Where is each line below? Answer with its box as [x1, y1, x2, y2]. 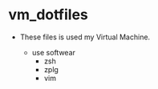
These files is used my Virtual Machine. [19, 32, 151, 42]
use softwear [31, 47, 76, 57]
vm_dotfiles [8, 6, 88, 24]
